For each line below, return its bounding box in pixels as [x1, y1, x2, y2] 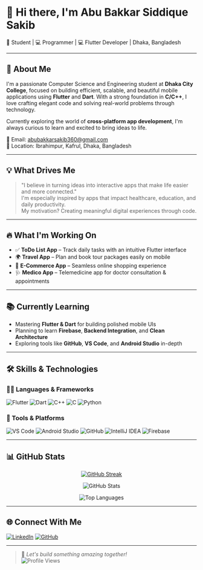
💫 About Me [6, 64, 51, 74]
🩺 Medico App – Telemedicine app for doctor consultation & [14, 269, 167, 276]
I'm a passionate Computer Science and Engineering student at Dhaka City [6, 80, 193, 87]
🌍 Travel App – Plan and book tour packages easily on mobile [14, 253, 170, 261]
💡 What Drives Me [6, 166, 76, 176]
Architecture [14, 334, 48, 341]
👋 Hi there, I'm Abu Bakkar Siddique [6, 5, 188, 19]
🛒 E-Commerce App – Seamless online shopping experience [14, 262, 167, 270]
